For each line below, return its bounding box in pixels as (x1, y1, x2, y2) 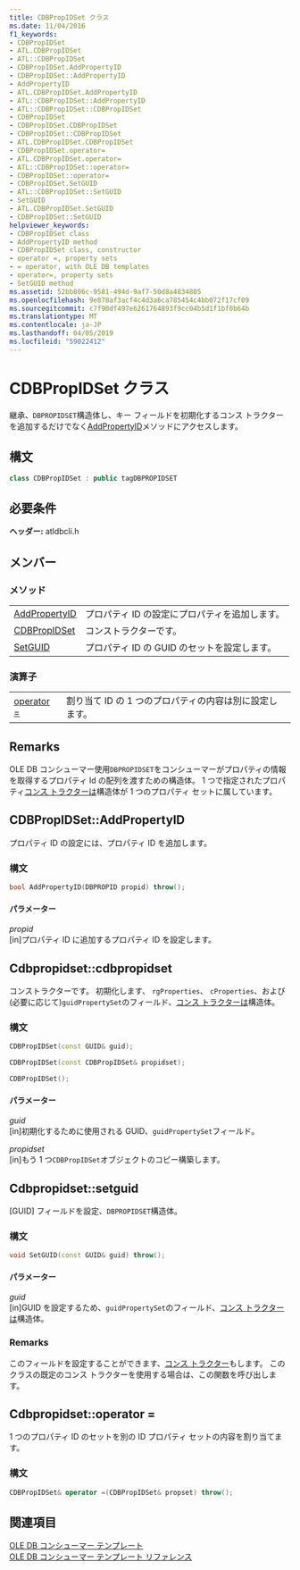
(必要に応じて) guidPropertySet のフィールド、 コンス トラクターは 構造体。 (9, 996, 279, 1007)
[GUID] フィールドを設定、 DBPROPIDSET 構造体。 (9, 1205, 183, 1216)
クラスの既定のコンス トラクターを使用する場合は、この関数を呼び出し (9, 1369, 270, 1380)
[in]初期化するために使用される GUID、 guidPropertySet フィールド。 (9, 1126, 260, 1137)
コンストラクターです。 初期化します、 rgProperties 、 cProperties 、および (9, 985, 286, 996)
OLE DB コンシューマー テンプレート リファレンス (9, 1551, 193, 1562)
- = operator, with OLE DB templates (9, 263, 150, 272)
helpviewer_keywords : (9, 221, 90, 230)
